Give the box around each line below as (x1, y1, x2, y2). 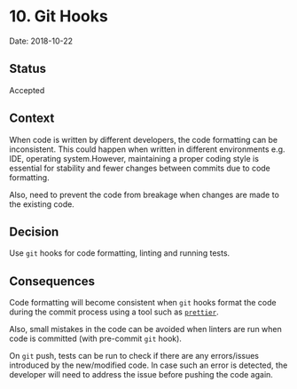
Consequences (9, 274, 96, 289)
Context (9, 111, 55, 126)
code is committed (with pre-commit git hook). (9, 333, 182, 344)
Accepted (9, 84, 45, 95)
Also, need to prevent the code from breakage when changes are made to (9, 189, 279, 200)
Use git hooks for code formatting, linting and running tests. (9, 248, 231, 258)
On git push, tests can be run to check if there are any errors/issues (9, 351, 260, 361)
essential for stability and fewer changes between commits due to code (9, 163, 270, 173)
